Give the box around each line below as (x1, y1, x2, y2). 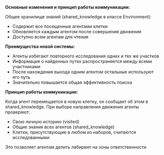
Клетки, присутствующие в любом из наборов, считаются (12, 129, 136, 135)
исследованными (12, 135, 50, 140)
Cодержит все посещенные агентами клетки (12, 23, 108, 29)
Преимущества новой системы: (5, 44, 75, 49)
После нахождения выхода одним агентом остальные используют (12, 69, 154, 75)
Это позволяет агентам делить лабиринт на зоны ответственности (5, 144, 147, 150)
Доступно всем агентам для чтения (12, 34, 89, 40)
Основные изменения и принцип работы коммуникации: (5, 4, 130, 10)
